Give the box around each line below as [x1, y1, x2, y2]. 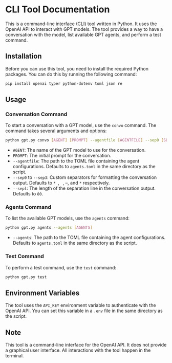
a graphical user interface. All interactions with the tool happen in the [5, 347, 151, 353]
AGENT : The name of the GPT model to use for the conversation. [12, 147, 146, 153]
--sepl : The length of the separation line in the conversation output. [12, 185, 156, 191]
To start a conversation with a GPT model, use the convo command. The [5, 122, 157, 129]
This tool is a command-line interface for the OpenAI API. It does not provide [5, 342, 167, 348]
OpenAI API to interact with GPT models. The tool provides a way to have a [5, 26, 163, 32]
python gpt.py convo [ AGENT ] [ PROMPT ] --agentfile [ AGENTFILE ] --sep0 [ [5, 138, 164, 143]
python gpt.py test [5, 274, 47, 280]
